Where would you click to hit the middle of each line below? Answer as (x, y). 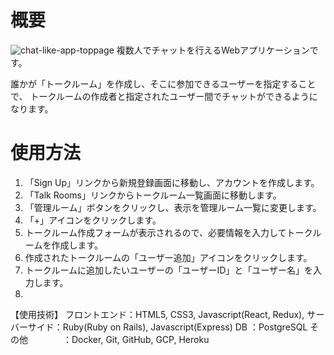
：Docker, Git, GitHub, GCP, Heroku (136, 339)
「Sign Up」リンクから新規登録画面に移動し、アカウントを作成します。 (172, 182)
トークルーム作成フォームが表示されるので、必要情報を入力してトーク (168, 232)
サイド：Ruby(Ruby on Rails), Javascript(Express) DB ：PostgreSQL (167, 327)
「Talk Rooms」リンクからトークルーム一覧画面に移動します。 (153, 195)
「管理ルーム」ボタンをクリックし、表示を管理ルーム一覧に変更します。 (173, 207)
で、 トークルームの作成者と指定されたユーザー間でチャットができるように (164, 96)
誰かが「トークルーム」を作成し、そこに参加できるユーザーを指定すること (163, 83)
